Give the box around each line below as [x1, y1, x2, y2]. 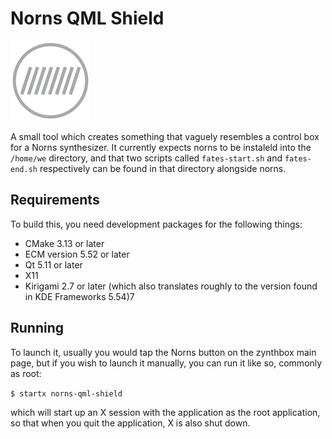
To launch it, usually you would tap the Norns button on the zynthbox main [10, 346, 317, 358]
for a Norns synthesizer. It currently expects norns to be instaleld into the [10, 141, 312, 153]
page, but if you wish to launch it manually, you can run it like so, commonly [10, 357, 323, 369]
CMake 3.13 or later [24, 237, 105, 249]
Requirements [10, 192, 100, 209]
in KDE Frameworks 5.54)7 [24, 290, 135, 302]
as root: [10, 367, 42, 379]
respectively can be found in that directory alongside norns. [39, 162, 287, 174]
